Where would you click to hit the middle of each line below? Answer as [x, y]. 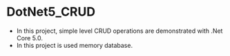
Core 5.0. [29, 38]
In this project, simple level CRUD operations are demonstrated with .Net [119, 31]
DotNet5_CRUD [51, 12]
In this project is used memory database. [74, 45]
